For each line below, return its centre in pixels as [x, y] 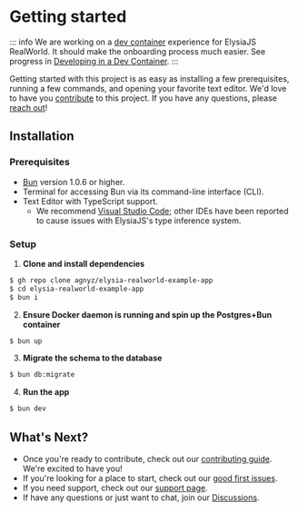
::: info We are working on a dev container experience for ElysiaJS [133, 42]
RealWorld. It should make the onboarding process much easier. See [138, 51]
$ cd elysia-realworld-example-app [77, 289]
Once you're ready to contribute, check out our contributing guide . [147, 458]
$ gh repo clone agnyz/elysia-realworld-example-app [111, 280]
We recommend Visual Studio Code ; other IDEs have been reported [162, 211]
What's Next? [49, 437]
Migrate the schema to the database [92, 358]
